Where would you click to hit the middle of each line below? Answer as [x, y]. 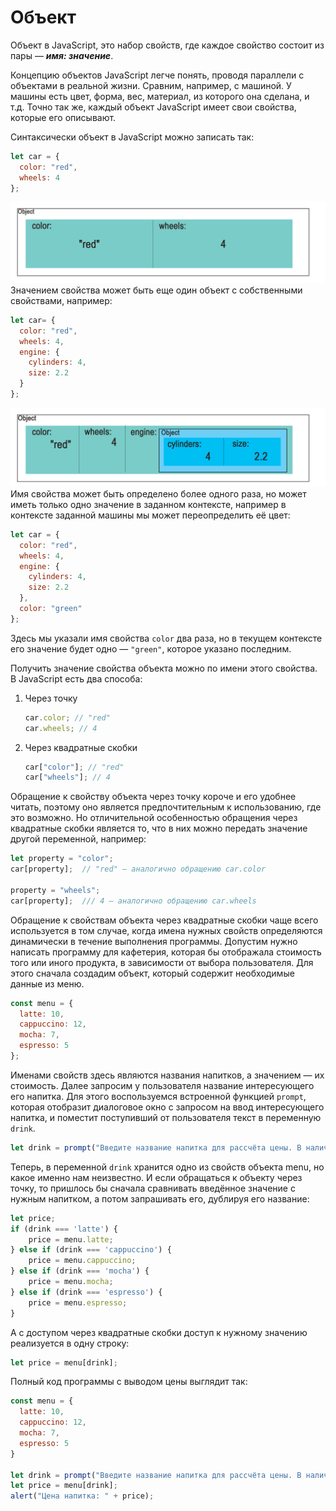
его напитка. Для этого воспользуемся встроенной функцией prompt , [158, 1096]
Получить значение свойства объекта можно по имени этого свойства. [164, 668]
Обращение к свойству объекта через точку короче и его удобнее [153, 797]
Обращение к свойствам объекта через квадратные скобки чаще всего [164, 920]
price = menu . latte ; [71, 1239]
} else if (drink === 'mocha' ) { [80, 1271]
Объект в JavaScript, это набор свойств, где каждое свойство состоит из [167, 45]
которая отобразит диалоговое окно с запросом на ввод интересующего [167, 1107]
